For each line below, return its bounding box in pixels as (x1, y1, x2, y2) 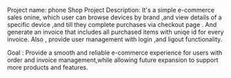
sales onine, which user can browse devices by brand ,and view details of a (7, 13, 222, 21)
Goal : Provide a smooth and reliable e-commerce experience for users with (7, 48, 223, 57)
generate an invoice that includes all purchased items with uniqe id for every (7, 28, 224, 36)
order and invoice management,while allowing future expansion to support (7, 56, 219, 64)
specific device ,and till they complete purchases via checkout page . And (7, 21, 217, 28)
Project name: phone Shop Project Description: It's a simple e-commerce (7, 6, 215, 14)
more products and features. (7, 64, 88, 71)
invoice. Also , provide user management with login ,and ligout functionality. (7, 35, 223, 43)
